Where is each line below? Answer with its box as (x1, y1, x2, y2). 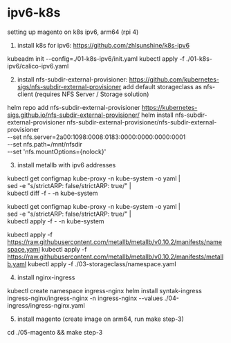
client (17, 90, 33, 98)
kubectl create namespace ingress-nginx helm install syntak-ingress (7, 286, 202, 295)
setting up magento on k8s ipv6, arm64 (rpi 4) (7, 28, 139, 36)
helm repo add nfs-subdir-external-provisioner (7, 103, 140, 111)
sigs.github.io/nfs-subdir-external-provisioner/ (7, 111, 140, 119)
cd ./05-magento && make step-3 (7, 328, 103, 336)
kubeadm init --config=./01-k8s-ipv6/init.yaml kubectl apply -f (7, 54, 185, 63)
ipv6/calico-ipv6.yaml (7, 62, 69, 70)
